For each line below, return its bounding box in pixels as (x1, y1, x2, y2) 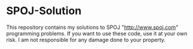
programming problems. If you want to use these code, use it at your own (6, 30, 188, 37)
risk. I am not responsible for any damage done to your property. (6, 36, 166, 43)
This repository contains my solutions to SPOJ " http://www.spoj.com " (6, 24, 179, 31)
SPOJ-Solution (6, 4, 82, 18)
